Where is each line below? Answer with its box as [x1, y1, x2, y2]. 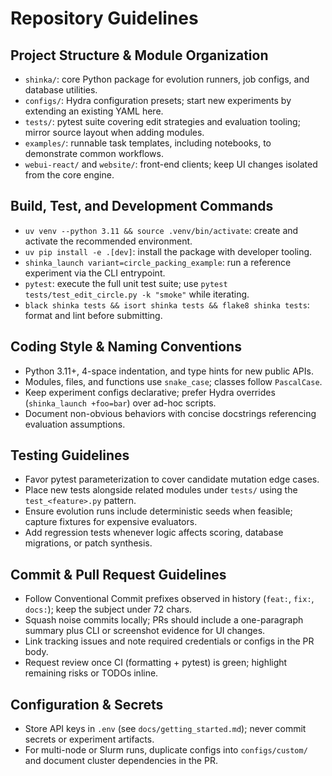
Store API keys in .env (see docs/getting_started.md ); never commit [24, 723, 307, 735]
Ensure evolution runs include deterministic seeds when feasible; [24, 505, 293, 517]
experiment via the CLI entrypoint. [24, 267, 166, 279]
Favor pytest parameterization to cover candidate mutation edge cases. [24, 473, 320, 486]
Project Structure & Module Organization [10, 47, 269, 64]
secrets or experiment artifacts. [24, 733, 155, 746]
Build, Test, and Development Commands [10, 198, 274, 215]
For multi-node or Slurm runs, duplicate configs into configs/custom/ [24, 744, 308, 756]
